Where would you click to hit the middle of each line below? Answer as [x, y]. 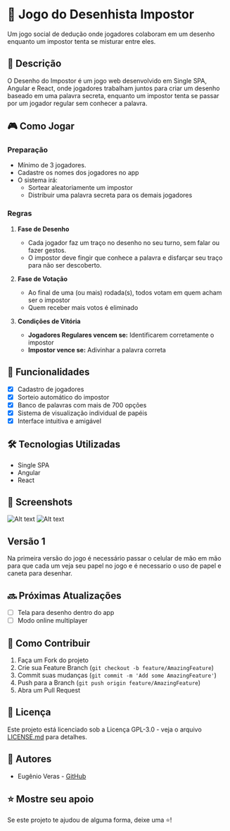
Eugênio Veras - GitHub [52, 776]
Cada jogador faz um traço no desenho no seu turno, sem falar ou [124, 242]
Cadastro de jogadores [51, 389]
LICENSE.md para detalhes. [47, 736]
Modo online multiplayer [52, 621]
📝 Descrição [34, 64]
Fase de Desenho [43, 229]
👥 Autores [30, 759]
